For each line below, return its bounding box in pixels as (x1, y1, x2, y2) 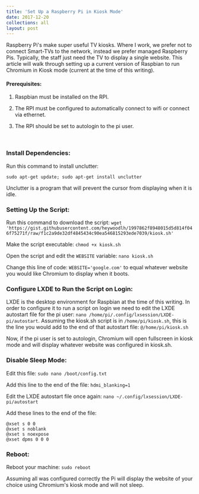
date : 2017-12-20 (6, 14, 49, 20)
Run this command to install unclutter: (6, 162, 99, 170)
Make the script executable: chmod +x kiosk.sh (6, 241, 121, 248)
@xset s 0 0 (6, 420, 36, 427)
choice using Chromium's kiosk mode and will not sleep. (6, 481, 144, 488)
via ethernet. (14, 111, 46, 119)
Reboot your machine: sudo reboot (6, 463, 91, 470)
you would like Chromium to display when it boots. (6, 270, 129, 278)
